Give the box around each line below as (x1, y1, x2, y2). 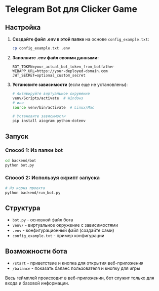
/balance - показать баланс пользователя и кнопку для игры (12, 265, 140, 271)
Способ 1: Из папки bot (5, 147, 63, 154)
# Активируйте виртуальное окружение (12, 91, 90, 96)
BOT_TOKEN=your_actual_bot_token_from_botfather (12, 64, 115, 69)
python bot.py (5, 163, 35, 167)
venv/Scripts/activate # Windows (12, 95, 83, 101)
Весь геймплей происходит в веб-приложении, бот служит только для (5, 275, 155, 281)
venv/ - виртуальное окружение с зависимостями (12, 222, 119, 228)
